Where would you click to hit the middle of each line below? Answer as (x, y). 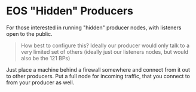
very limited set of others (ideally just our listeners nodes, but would (105, 51)
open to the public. (29, 33)
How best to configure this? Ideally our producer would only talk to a (105, 45)
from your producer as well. (40, 82)
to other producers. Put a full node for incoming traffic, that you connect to (98, 76)
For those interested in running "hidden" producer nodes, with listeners (94, 27)
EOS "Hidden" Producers (70, 11)
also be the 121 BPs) (45, 58)
